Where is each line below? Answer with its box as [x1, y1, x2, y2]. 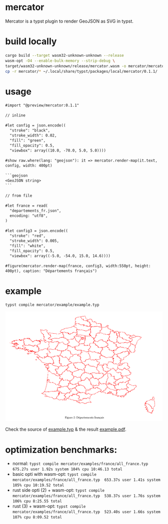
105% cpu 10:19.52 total [12, 483, 64, 488]
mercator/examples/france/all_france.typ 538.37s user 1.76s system [12, 493, 161, 498]
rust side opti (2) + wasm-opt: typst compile [12, 487, 105, 493]
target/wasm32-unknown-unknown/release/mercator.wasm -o [5, 63, 126, 69]
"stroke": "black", [9, 128, 50, 133]
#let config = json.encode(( [5, 123, 66, 128]
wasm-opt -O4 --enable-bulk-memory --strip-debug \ [5, 58, 115, 63]
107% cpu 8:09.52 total [12, 515, 62, 520]
